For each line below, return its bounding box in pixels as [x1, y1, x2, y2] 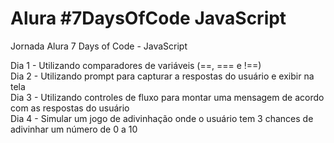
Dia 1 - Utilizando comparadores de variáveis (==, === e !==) [10, 59, 262, 71]
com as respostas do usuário [10, 102, 130, 114]
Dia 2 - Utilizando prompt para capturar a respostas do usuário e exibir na [10, 70, 315, 82]
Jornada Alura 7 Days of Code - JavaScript [10, 40, 188, 52]
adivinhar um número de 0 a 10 [10, 123, 138, 135]
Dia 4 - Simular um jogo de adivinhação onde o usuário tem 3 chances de [10, 112, 314, 124]
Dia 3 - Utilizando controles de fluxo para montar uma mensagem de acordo [10, 91, 325, 103]
